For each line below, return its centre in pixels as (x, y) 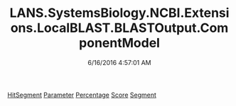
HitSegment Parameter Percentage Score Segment (82, 95)
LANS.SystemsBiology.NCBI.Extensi (119, 13)
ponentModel (119, 43)
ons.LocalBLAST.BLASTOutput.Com (119, 28)
